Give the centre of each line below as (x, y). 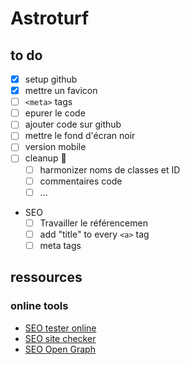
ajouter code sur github (73, 124)
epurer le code (55, 113)
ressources (46, 277)
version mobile (55, 147)
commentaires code (81, 181)
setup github (51, 79)
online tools (39, 306)
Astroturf (50, 18)
